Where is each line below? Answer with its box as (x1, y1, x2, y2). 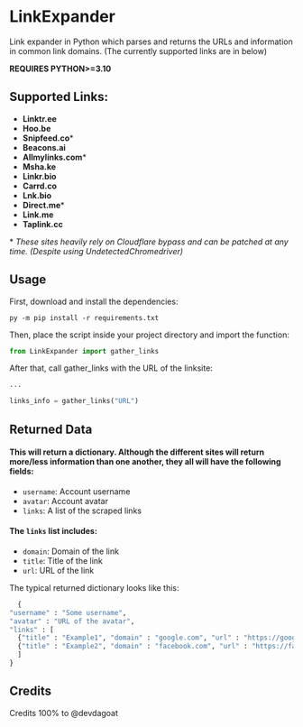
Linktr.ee (22, 113, 57, 124)
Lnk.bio (22, 189, 52, 200)
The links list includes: (9, 526, 97, 537)
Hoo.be (22, 123, 51, 133)
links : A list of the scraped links (22, 505, 142, 516)
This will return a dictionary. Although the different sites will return (9, 446, 264, 457)
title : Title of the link (22, 555, 104, 566)
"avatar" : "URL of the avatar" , (9, 616, 135, 626)
